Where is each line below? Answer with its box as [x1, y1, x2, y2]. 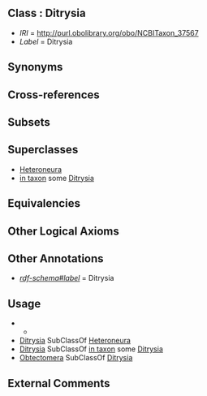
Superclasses [7, 143, 79, 157]
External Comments [7, 377, 110, 390]
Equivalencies [7, 196, 80, 210]
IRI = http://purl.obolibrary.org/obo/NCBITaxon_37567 [19, 28, 200, 37]
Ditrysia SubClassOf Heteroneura [19, 336, 132, 346]
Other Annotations [7, 252, 104, 265]
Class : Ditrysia [7, 6, 86, 20]
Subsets [7, 115, 50, 129]
